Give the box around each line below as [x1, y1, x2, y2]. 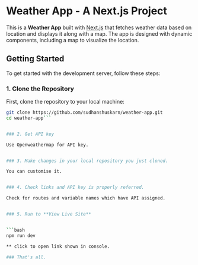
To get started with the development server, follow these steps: [6, 70, 161, 77]
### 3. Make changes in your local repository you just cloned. [6, 158, 168, 164]
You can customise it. [6, 169, 62, 174]
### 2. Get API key [6, 131, 55, 137]
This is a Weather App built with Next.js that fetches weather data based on [6, 24, 192, 31]
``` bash [6, 227, 25, 233]
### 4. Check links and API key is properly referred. [6, 185, 145, 191]
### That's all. [6, 254, 46, 260]
